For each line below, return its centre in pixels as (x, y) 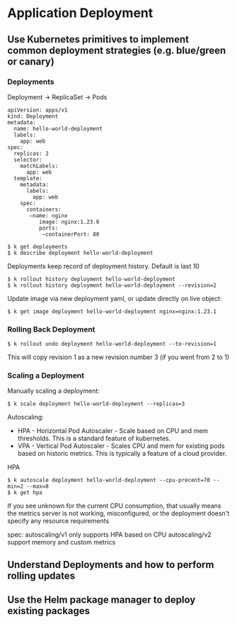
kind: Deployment (33, 116)
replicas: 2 (31, 153)
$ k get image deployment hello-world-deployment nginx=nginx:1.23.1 (112, 311)
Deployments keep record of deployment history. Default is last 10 (103, 266)
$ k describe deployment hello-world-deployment (80, 253)
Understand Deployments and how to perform (111, 565)
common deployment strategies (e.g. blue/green (117, 50)
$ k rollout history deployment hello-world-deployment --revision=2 (112, 285)
